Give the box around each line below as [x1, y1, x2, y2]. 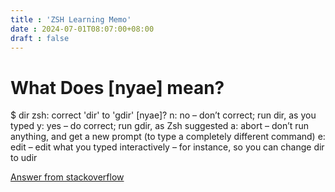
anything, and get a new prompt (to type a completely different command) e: [10, 131, 326, 143]
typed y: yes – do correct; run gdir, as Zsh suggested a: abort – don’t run [10, 120, 310, 132]
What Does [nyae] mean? [10, 76, 225, 99]
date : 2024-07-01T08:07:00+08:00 [10, 24, 155, 34]
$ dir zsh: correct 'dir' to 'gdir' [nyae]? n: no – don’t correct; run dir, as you [10, 109, 317, 121]
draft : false [10, 33, 70, 43]
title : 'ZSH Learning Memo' [10, 14, 132, 25]
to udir [10, 152, 38, 164]
